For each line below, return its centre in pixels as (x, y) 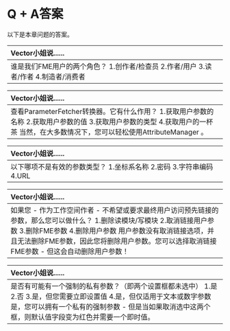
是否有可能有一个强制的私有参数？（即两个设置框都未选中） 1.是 (114, 286)
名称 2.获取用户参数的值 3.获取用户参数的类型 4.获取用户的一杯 (112, 122)
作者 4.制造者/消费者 (52, 76)
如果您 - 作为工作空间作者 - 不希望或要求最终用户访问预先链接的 (115, 210)
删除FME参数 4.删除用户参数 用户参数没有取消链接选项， (116, 231)
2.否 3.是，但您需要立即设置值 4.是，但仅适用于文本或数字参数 (111, 296)
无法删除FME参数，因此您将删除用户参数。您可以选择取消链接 (117, 241)
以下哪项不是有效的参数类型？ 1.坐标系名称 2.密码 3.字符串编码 (112, 167)
